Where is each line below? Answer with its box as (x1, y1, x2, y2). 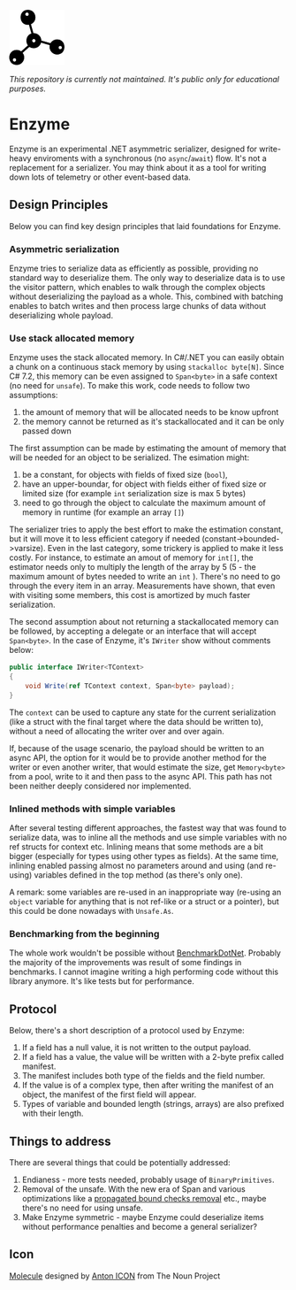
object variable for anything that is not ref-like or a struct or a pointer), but (9, 896, 280, 907)
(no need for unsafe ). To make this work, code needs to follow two (9, 380, 250, 391)
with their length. (21, 1108, 84, 1119)
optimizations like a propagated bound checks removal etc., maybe (21, 1194, 267, 1204)
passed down (21, 426, 72, 436)
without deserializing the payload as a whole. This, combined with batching (9, 291, 284, 302)
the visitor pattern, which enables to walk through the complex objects (9, 282, 266, 293)
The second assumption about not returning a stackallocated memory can (9, 617, 279, 627)
